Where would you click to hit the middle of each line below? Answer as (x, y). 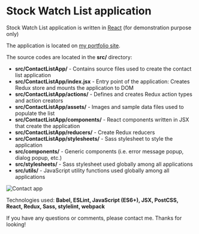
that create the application (47, 126)
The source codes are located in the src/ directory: (69, 57)
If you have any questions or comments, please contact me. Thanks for (94, 218)
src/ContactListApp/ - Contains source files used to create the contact (103, 69)
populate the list (35, 113)
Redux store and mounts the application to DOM (74, 87)
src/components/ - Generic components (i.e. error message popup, (99, 151)
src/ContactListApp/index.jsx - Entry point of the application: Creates (102, 81)
